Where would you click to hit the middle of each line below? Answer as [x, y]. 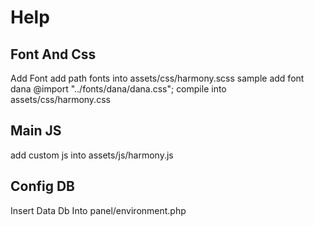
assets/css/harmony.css [60, 99]
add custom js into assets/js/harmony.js [92, 155]
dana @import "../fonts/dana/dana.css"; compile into [118, 89]
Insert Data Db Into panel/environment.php [98, 210]
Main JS [36, 131]
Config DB [43, 186]
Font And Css [53, 54]
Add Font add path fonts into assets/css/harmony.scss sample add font [157, 78]
